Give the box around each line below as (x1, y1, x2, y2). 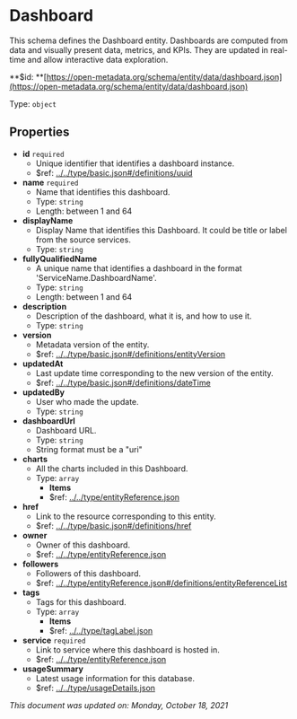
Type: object (9, 98, 57, 109)
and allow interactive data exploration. (27, 54, 169, 65)
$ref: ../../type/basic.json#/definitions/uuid (35, 167, 193, 178)
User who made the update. (35, 396, 139, 407)
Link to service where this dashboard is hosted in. (35, 644, 220, 655)
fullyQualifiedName (22, 253, 98, 264)
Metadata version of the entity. (35, 338, 150, 350)
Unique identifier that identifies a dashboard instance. (35, 158, 235, 169)
